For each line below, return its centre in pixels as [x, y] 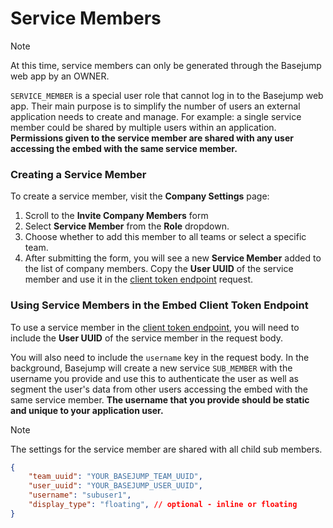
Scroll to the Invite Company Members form [116, 216]
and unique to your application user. [87, 410]
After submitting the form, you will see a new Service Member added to [173, 258]
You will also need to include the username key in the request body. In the [160, 357]
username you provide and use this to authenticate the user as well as [154, 378]
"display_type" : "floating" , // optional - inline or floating [163, 505]
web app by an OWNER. [60, 76]
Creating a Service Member [78, 174]
